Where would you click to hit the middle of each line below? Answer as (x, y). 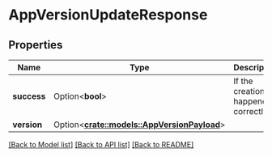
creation (249, 91)
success (29, 96)
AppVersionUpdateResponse (108, 15)
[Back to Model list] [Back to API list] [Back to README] (101, 144)
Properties (36, 45)
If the (243, 81)
